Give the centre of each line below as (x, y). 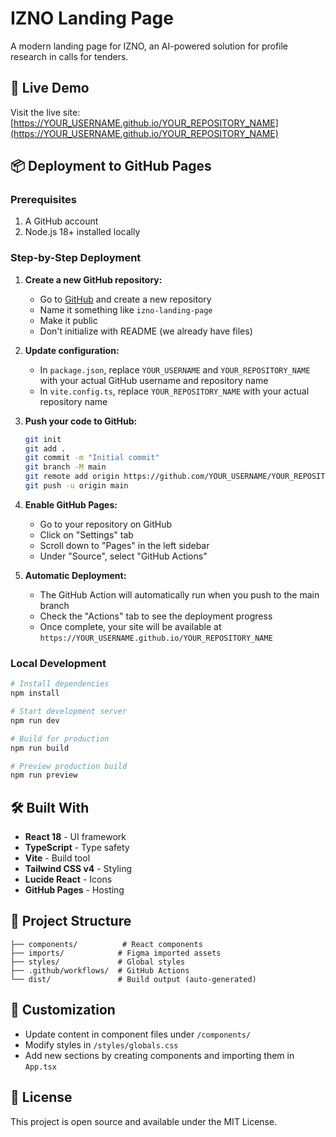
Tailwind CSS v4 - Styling (78, 869)
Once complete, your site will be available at (130, 626)
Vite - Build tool (57, 858)
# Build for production (60, 738)
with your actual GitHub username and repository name (154, 380)
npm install (35, 693)
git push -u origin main (76, 486)
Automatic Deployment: (75, 575)
